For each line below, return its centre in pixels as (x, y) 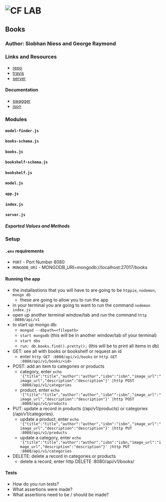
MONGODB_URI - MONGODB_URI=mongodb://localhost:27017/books (80, 268)
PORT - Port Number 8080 (38, 262)
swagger (21, 101)
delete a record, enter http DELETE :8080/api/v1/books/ (77, 461)
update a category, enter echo (50, 437)
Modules (16, 119)
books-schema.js (22, 141)
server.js (15, 215)
